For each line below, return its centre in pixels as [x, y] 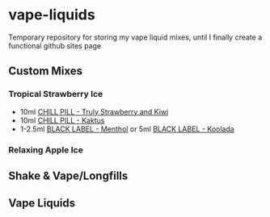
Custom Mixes [46, 71]
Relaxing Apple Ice [46, 149]
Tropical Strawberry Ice [56, 94]
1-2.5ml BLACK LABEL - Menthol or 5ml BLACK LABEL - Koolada [127, 129]
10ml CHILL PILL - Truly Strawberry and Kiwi [94, 111]
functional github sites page [55, 45]
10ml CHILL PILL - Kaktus [62, 120]
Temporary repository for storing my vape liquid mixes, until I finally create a [135, 37]
